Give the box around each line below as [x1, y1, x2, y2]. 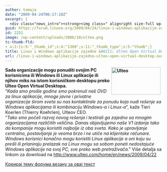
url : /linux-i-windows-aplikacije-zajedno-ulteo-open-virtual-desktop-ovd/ [5, 53, 166, 59]
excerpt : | [5, 16, 28, 21]
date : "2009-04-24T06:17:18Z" [5, 12, 68, 17]
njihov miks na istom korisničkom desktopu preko [5, 78, 110, 84]
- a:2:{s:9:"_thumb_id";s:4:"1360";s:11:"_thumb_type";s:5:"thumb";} [5, 44, 153, 49]
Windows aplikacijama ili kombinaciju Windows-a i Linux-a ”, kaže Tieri [5, 104, 151, 110]
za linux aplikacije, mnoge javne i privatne [5, 93, 92, 99]
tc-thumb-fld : [5, 40, 35, 45]
